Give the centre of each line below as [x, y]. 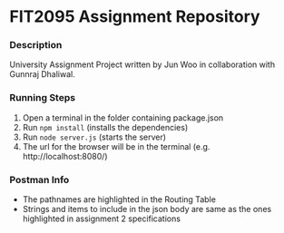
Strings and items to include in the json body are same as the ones [147, 209]
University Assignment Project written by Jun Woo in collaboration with [142, 64]
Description [36, 45]
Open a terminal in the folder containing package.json [123, 117]
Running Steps [42, 98]
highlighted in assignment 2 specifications [102, 218]
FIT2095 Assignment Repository [135, 17]
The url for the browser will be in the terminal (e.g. [116, 146]
